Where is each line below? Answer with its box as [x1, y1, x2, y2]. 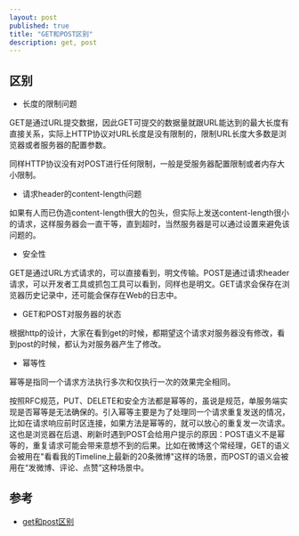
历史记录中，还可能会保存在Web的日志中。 [24, 290, 182, 301]
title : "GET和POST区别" [9, 29, 93, 38]
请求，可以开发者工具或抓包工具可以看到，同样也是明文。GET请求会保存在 [9, 279, 282, 289]
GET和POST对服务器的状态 [21, 309, 122, 320]
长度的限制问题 [21, 99, 77, 110]
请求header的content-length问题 [21, 189, 142, 199]
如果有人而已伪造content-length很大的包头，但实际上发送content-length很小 [9, 207, 290, 218]
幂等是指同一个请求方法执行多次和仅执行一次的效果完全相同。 [9, 377, 236, 387]
